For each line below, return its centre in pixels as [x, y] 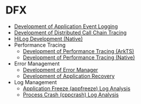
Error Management [37, 63]
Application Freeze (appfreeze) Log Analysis [76, 88]
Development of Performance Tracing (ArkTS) [78, 51]
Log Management [35, 82]
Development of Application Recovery [69, 76]
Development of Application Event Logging [66, 26]
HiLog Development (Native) [48, 39]
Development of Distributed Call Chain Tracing [70, 32]
